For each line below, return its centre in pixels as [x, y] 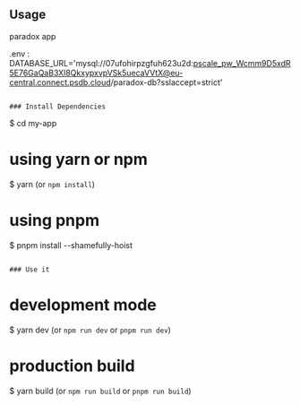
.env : [20, 54]
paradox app [33, 36]
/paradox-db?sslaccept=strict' [167, 82]
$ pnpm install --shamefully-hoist [71, 245]
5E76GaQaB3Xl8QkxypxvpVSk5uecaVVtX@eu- [96, 73]
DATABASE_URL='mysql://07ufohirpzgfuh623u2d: [102, 63]
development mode [83, 305]
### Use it [30, 269]
